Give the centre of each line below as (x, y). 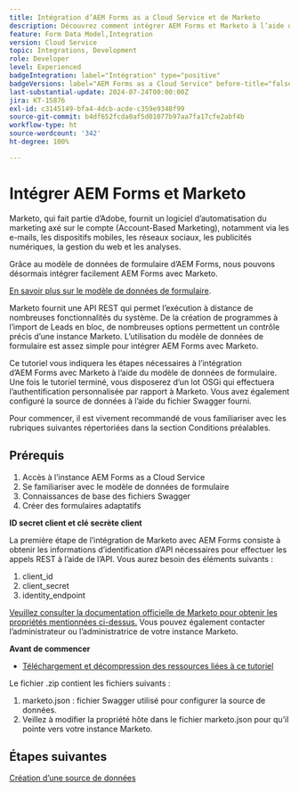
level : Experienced (45, 68)
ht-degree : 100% (39, 142)
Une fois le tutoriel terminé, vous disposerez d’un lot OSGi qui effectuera (142, 382)
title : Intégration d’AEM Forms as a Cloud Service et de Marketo (135, 17)
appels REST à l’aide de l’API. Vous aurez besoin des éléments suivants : (141, 559)
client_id (37, 576)
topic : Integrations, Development (73, 51)
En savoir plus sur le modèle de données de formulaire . (110, 290)
